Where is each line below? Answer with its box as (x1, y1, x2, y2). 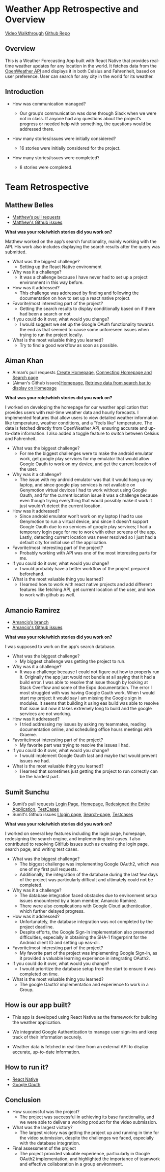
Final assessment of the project (12, 1145, 76, 1151)
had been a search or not (19, 310, 71, 316)
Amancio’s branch (12, 620, 49, 625)
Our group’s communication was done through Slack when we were (19, 110, 157, 116)
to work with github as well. (19, 592, 75, 598)
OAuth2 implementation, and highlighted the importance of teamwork (19, 1156, 160, 1162)
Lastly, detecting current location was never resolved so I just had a (19, 534, 157, 540)
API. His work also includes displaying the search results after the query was (5, 243, 160, 249)
